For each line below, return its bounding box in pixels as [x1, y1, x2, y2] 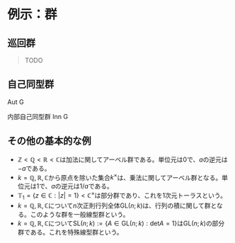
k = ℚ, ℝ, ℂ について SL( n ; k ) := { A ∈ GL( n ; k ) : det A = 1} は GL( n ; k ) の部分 [17, 219, 225, 227]
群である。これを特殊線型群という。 [17, 227, 123, 236]
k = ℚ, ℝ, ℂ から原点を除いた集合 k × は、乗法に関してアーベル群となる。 [17, 171, 222, 181]
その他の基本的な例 [7, 135, 91, 147]
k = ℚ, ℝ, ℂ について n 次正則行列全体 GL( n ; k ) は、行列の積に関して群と [17, 201, 217, 210]
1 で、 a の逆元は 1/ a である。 [36, 182, 113, 191]
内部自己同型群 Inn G [7, 112, 69, 120]
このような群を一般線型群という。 [30, 210, 130, 218]
